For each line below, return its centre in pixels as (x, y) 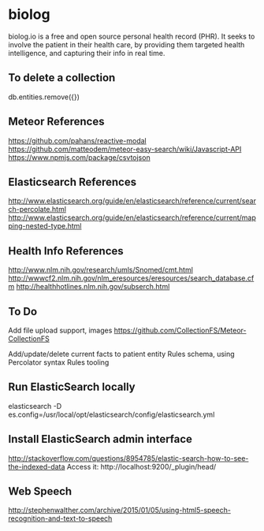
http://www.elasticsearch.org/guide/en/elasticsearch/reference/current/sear (132, 201)
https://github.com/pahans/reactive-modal (78, 140)
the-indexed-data (37, 466)
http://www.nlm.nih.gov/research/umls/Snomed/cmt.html (100, 270)
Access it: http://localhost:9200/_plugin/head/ (141, 466)
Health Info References (66, 251)
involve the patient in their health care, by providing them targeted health (126, 44)
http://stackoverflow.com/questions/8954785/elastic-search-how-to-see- (128, 458)
